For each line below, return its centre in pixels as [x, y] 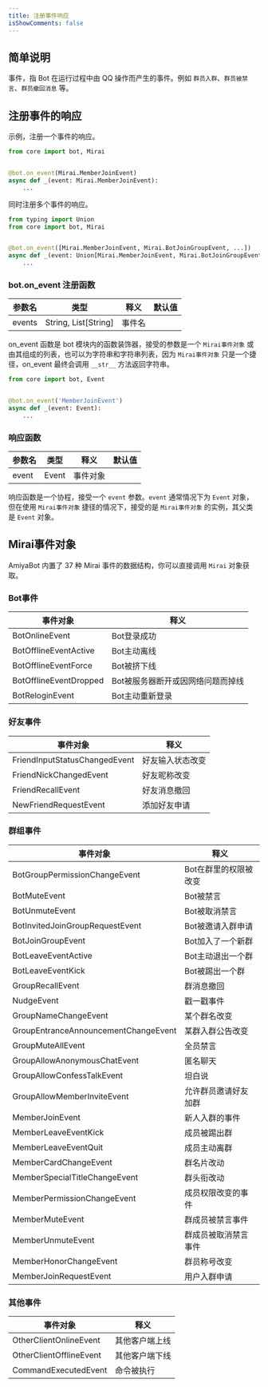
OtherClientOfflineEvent [57, 1355]
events [25, 323]
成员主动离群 [209, 1147]
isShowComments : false [46, 23]
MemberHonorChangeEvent [65, 1261]
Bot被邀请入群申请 [219, 926]
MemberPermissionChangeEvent [74, 1198]
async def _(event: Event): [55, 408]
